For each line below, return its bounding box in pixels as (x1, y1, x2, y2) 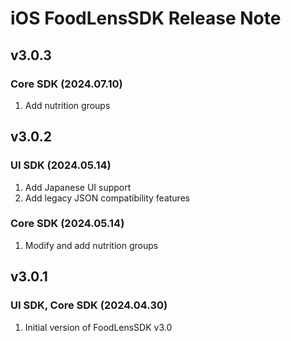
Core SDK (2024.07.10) (10, 77, 123, 91)
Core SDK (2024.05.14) (10, 217, 125, 231)
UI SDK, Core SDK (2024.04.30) (10, 298, 168, 312)
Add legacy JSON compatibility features (24, 192, 191, 204)
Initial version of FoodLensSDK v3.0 (24, 321, 173, 333)
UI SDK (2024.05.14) (10, 158, 112, 172)
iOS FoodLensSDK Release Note (10, 7, 282, 30)
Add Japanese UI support (24, 181, 132, 193)
